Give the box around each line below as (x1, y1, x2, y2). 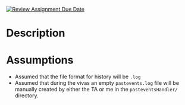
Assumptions (6, 53, 74, 67)
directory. (14, 92, 39, 99)
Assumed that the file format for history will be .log (14, 73, 141, 80)
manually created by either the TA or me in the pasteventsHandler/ (14, 86, 178, 93)
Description (6, 27, 65, 40)
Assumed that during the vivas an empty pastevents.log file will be (14, 79, 180, 87)
